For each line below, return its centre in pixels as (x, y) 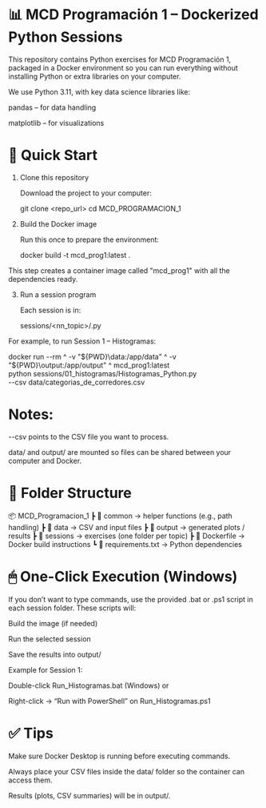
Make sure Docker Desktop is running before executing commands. (119, 756)
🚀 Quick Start (53, 155)
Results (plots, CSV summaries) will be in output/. (89, 795)
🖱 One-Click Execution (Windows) (123, 576)
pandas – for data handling (52, 107)
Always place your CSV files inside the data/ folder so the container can (127, 771)
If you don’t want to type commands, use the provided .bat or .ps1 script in (131, 599)
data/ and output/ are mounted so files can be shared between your (120, 452)
